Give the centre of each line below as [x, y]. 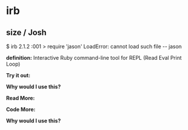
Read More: [21, 98]
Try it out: [18, 75]
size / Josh [26, 32]
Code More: [21, 109]
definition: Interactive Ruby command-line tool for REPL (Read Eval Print [94, 58]
